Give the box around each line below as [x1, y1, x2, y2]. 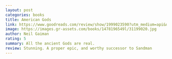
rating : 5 [5, 36, 27, 42]
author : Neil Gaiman [5, 31, 50, 36]
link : [5, 22, 17, 27]
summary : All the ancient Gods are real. [5, 41, 95, 46]
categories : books [5, 12, 45, 17]
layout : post [5, 7, 33, 13]
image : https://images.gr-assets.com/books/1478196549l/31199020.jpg [5, 27, 157, 32]
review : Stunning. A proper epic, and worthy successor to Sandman [5, 46, 153, 51]
